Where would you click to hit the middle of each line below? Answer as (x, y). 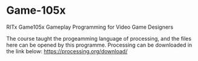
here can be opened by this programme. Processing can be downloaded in (99, 45)
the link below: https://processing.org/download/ (67, 51)
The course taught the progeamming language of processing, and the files (99, 38)
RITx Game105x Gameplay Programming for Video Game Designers (90, 27)
